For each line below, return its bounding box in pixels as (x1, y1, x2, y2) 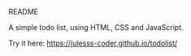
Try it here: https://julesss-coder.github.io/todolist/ (8, 38, 178, 48)
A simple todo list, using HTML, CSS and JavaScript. (8, 23, 184, 32)
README (8, 7, 39, 16)
